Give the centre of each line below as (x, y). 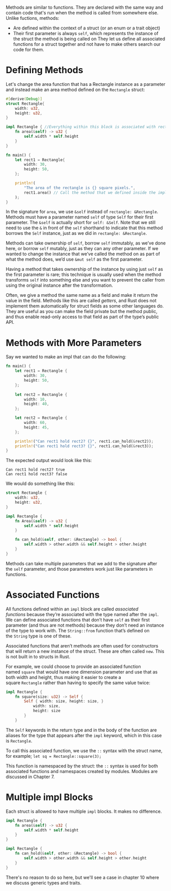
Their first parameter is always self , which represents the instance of (86, 33)
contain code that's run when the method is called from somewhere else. (82, 13)
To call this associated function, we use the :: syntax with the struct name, (84, 750)
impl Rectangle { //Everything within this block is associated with (81, 127)
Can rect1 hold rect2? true (36, 470)
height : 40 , (37, 404)
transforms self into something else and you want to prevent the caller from (85, 280)
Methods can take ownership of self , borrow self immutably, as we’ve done (86, 243)
